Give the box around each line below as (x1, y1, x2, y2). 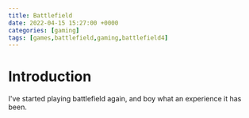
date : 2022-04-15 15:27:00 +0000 (8, 19, 119, 27)
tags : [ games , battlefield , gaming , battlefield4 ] (8, 33, 169, 42)
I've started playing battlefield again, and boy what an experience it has (8, 94, 242, 104)
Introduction (8, 68, 92, 86)
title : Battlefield (8, 11, 73, 20)
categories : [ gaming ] (8, 26, 80, 34)
